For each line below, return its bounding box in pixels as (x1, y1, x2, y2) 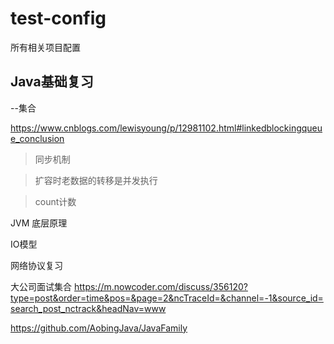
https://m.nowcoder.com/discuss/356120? (73, 280, 248, 292)
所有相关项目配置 (10, 41, 81, 53)
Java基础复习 (10, 73, 94, 91)
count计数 (34, 195, 77, 207)
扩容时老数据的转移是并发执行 (34, 174, 158, 186)
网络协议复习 (10, 259, 63, 271)
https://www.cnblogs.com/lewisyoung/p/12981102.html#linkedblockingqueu (10, 122, 323, 134)
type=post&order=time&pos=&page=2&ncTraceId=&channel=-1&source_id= (10, 292, 324, 304)
